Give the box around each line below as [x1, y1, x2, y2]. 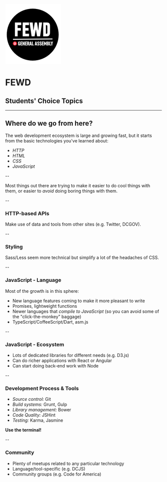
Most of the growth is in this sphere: [5, 288, 79, 294]
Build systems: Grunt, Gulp [12, 401, 67, 407]
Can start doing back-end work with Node [12, 363, 99, 368]
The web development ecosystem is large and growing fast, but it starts [5, 132, 153, 138]
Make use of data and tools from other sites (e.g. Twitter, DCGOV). [5, 221, 141, 228]
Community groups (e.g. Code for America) [12, 471, 102, 477]
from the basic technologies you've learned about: [5, 137, 108, 143]
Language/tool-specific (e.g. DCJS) [12, 466, 85, 472]
